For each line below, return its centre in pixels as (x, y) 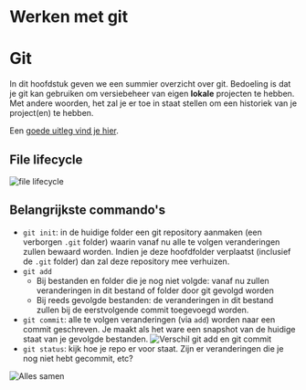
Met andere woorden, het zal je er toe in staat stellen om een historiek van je (153, 103)
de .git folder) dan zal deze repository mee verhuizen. (126, 261)
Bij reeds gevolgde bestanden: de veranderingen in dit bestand (155, 300)
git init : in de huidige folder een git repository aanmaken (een (142, 232)
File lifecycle (46, 159)
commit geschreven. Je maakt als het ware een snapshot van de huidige (159, 329)
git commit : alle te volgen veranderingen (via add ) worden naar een (149, 319)
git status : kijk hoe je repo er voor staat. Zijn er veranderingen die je (153, 348)
